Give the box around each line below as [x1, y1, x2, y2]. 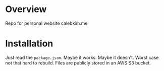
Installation [5, 38, 53, 49]
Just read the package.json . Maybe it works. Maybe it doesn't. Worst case [5, 54, 159, 60]
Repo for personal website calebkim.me [5, 20, 88, 26]
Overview [5, 4, 47, 15]
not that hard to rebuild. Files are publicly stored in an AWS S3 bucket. [5, 59, 151, 66]
